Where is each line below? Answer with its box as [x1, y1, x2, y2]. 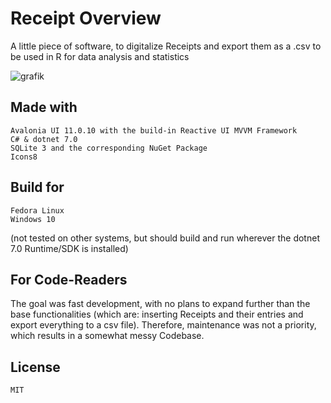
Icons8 [10, 152, 38, 162]
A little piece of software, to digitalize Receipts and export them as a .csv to [10, 40, 322, 52]
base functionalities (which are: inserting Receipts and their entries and [10, 308, 304, 321]
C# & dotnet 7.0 [10, 134, 78, 144]
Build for [10, 179, 65, 196]
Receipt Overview [10, 7, 162, 30]
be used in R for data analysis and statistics [10, 50, 190, 62]
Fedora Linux [10, 205, 65, 216]
